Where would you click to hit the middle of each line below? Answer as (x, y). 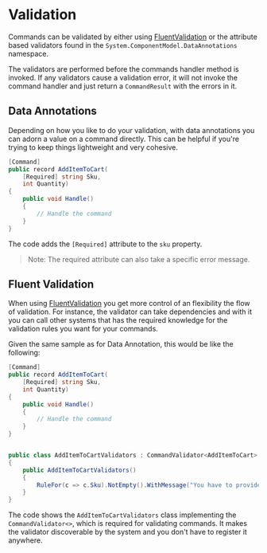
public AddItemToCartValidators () (79, 470)
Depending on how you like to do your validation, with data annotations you (132, 130)
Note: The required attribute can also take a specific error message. (139, 259)
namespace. (29, 53)
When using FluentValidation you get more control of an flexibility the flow (129, 304)
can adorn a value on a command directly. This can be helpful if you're (124, 139)
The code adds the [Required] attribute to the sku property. (105, 244)
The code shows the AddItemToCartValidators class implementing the (122, 515)
